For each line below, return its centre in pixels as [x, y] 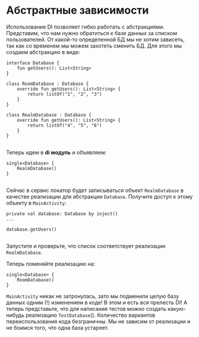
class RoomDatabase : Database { [48, 84]
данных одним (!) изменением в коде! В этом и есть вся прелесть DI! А [97, 302]
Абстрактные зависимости [78, 10]
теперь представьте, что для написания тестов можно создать [86, 308]
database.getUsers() [32, 229]
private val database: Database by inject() [62, 214]
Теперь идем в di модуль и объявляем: [56, 152]
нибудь [15, 315]
